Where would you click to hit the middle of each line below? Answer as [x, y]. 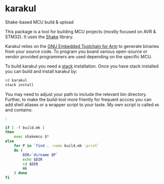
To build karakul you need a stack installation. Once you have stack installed [82, 66]
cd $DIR [30, 164]
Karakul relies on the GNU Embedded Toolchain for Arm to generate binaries [82, 46]
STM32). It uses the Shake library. [39, 37]
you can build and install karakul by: [41, 71]
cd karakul [16, 80]
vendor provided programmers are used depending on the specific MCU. [79, 56]
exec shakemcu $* [32, 137]
